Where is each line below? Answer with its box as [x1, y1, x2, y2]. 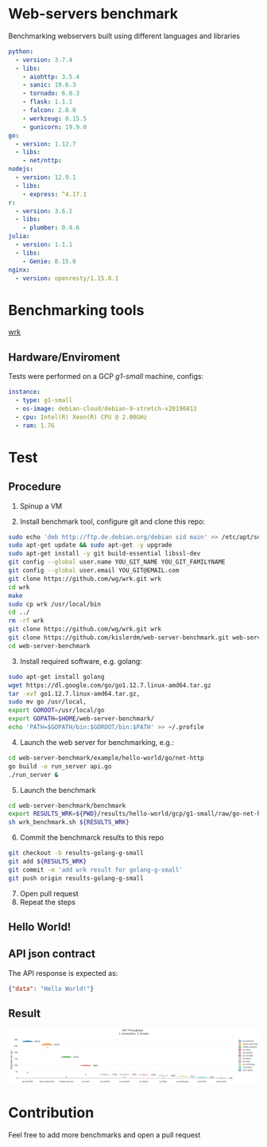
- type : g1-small [15, 396, 73, 404]
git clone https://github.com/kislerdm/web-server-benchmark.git [8, 634, 229, 642]
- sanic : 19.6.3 [22, 81, 77, 89]
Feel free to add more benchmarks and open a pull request [8, 1129, 201, 1139]
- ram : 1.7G [15, 421, 56, 430]
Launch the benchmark [19, 785, 96, 794]
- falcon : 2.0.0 [22, 107, 77, 115]
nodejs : [8, 165, 34, 174]
